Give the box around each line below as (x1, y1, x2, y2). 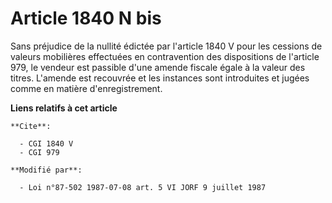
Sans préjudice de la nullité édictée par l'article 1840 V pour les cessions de (10, 40, 323, 52)
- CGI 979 (19, 147, 60, 157)
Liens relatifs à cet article (10, 102, 118, 114)
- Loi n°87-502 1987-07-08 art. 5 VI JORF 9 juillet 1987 (19, 182, 267, 192)
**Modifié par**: (10, 165, 83, 175)
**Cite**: (10, 121, 52, 131)
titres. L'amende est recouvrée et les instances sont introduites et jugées (10, 72, 310, 84)
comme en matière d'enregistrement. (10, 82, 163, 94)
